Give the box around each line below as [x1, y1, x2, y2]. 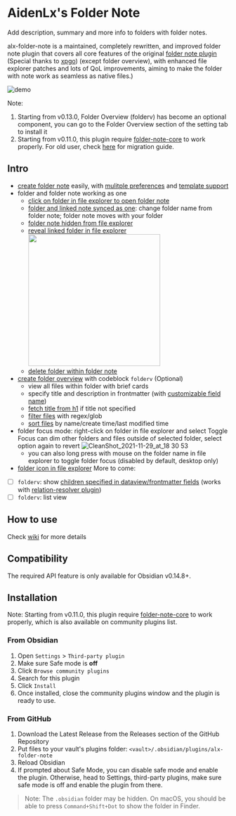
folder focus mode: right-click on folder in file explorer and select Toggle [17, 427, 228, 435]
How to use [7, 514, 58, 526]
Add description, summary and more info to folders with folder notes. [7, 28, 207, 37]
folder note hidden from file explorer [27, 219, 133, 227]
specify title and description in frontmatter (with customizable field [27, 389, 221, 398]
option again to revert [17, 441, 80, 450]
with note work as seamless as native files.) [7, 72, 133, 80]
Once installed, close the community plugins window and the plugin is [17, 689, 220, 697]
